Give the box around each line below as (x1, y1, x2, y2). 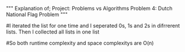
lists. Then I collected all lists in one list (6, 28, 100, 35)
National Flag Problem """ (6, 11, 68, 18)
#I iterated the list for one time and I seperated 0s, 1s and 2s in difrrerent (6, 23, 180, 29)
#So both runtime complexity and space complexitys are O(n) (6, 40, 154, 46)
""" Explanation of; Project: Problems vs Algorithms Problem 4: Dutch (6, 5, 173, 12)
